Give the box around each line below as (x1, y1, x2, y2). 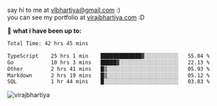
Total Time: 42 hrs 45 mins (7, 40, 89, 47)
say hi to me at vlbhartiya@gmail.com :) (7, 6, 120, 14)
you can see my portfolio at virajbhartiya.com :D (7, 13, 145, 21)
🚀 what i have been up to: (7, 27, 82, 35)
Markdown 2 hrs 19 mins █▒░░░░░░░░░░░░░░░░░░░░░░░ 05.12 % (7, 72, 210, 79)
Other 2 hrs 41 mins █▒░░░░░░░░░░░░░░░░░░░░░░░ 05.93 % (7, 65, 210, 72)
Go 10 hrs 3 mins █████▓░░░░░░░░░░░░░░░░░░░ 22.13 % (7, 59, 210, 66)
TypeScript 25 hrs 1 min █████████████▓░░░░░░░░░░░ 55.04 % (7, 52, 210, 60)
